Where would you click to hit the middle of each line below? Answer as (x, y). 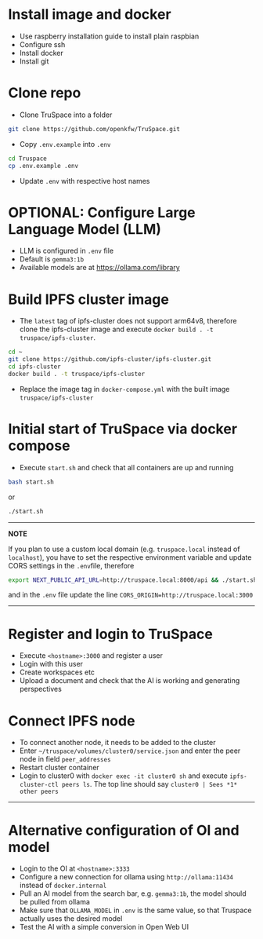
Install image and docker (90, 15)
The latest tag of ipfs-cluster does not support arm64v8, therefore (128, 321)
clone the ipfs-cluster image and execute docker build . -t (116, 329)
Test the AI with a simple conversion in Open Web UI (104, 927)
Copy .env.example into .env (65, 144)
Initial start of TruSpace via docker (122, 429)
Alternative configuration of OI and (124, 830)
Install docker (41, 53)
